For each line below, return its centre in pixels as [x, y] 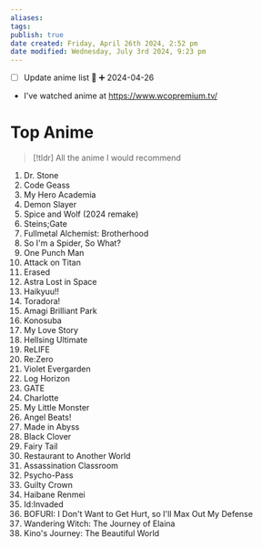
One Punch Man [54, 253]
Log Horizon [47, 379]
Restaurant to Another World [77, 456]
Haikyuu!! [41, 291]
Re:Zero [38, 360]
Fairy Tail [40, 446]
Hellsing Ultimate [55, 340]
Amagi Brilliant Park [60, 311]
